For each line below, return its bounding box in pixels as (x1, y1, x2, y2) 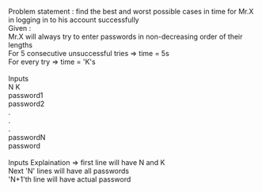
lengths (8, 40, 33, 50)
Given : (8, 24, 32, 32)
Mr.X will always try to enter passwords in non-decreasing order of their (8, 32, 243, 41)
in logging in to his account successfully (8, 15, 140, 24)
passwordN (8, 133, 46, 141)
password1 (8, 91, 44, 100)
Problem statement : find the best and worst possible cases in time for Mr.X (8, 7, 254, 16)
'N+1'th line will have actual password (8, 175, 131, 184)
